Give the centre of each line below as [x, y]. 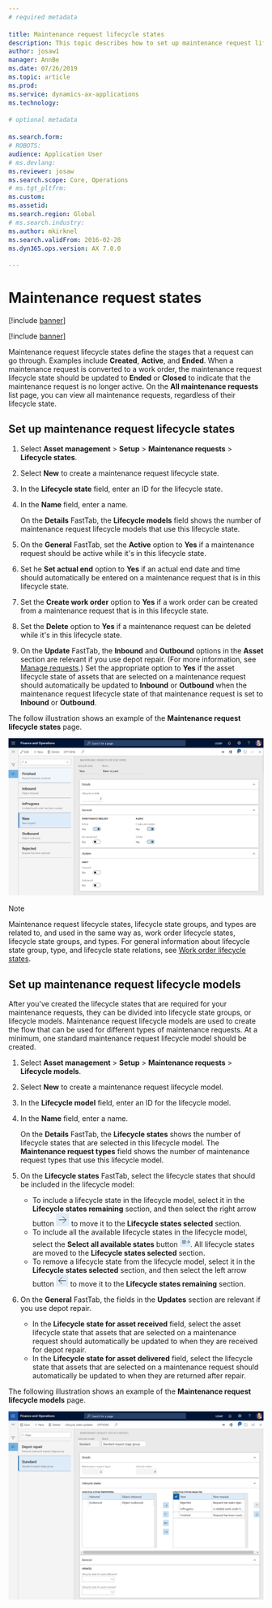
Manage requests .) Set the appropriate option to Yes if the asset [127, 668]
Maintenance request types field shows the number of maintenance [135, 1152]
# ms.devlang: [32, 162]
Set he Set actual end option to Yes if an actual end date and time [130, 569]
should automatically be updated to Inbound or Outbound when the [133, 685]
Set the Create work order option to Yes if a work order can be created [139, 601]
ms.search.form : [36, 137]
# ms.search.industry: [47, 222]
